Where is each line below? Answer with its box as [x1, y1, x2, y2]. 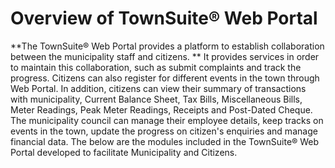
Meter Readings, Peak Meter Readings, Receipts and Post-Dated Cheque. [10, 103, 313, 116]
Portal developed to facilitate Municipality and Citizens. [10, 146, 238, 158]
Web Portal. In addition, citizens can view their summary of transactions [10, 82, 307, 94]
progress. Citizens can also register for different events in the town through [10, 72, 320, 84]
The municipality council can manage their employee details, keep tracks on [10, 114, 324, 126]
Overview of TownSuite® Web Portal [10, 7, 318, 30]
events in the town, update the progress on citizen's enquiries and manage [10, 125, 318, 137]
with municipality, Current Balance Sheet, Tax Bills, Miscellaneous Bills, [10, 93, 303, 105]
